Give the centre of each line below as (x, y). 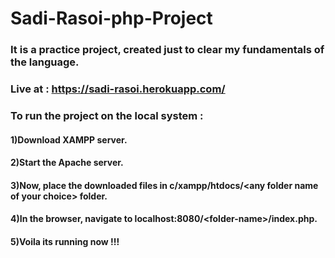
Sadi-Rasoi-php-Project (111, 18)
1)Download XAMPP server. (69, 139)
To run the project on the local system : (107, 115)
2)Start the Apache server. (67, 163)
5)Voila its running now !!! (65, 241)
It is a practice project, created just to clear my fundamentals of (167, 50)
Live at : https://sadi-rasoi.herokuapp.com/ (118, 89)
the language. (45, 62)
